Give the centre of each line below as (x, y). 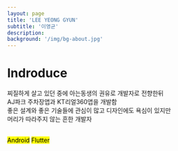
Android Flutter (29, 140)
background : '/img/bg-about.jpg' (55, 39)
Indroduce (37, 73)
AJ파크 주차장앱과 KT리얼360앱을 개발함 (62, 102)
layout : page (26, 13)
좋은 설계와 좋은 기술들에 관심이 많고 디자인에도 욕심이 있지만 (89, 110)
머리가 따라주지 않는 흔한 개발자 (50, 119)
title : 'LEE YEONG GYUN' (43, 20)
